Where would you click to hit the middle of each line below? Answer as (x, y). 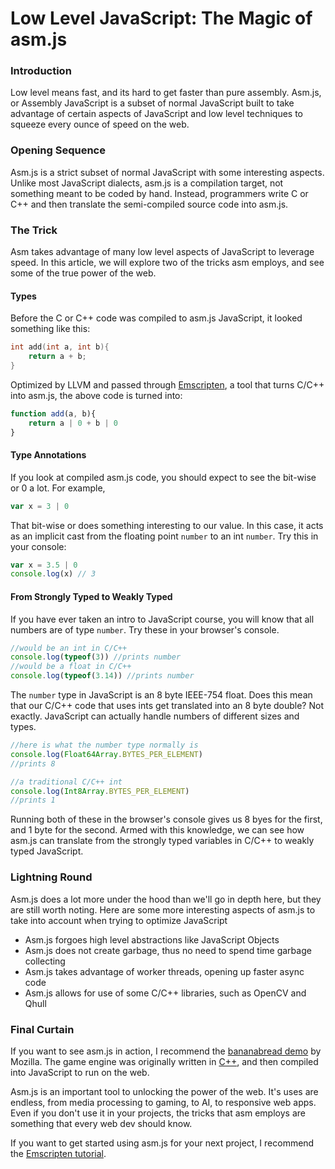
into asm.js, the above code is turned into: (96, 395)
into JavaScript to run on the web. (80, 1072)
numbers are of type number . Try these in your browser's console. (145, 629)
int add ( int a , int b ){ (60, 347)
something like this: (50, 329)
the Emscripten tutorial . (58, 1153)
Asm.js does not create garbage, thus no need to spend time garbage (168, 950)
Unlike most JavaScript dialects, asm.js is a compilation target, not (147, 183)
